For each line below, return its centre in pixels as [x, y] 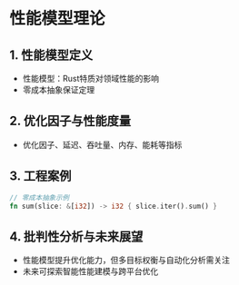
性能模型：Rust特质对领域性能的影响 [91, 79]
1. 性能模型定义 [51, 55]
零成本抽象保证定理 [59, 90]
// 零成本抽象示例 [40, 197]
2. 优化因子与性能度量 [70, 121]
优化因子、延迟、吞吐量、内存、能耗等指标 [102, 144]
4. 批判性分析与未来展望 [76, 236]
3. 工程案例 [40, 177]
